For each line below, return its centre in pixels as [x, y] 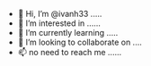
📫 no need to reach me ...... [70, 52]
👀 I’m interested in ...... [59, 23]
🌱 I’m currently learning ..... [68, 33]
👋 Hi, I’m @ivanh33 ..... [60, 14]
